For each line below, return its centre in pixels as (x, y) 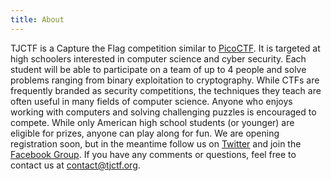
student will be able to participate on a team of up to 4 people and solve (158, 69)
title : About (37, 19)
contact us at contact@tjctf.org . (75, 165)
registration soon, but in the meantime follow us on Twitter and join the (156, 143)
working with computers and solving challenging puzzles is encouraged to (163, 112)
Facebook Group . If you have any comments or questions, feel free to (153, 154)
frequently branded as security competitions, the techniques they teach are (166, 90)
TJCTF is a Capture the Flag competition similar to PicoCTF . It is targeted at (165, 48)
